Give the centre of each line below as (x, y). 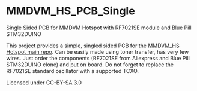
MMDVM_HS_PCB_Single (71, 11)
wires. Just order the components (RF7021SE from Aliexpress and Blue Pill (98, 58)
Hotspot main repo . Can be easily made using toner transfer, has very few (98, 51)
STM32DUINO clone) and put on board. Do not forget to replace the (90, 65)
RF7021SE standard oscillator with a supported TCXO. (73, 71)
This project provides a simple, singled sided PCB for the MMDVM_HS (93, 45)
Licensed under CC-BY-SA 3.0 (44, 83)
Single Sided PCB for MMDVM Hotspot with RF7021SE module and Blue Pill (99, 28)
